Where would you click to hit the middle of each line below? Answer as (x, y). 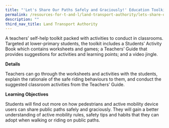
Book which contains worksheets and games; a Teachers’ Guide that (76, 49)
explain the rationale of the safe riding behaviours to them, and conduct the (83, 79)
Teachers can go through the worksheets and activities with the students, (81, 74)
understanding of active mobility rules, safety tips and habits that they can (82, 115)
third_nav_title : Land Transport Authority (52, 24)
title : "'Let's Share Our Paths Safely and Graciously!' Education (77, 10)
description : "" (22, 19)
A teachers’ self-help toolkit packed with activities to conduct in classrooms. (84, 38)
